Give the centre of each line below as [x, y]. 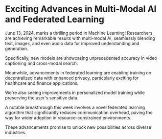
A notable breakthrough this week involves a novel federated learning [75, 107]
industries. [16, 132]
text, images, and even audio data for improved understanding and [72, 43]
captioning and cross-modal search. [42, 63]
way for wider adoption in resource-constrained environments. [68, 117]
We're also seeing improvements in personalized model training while [75, 93]
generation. [17, 48]
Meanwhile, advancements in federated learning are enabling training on [78, 72]
